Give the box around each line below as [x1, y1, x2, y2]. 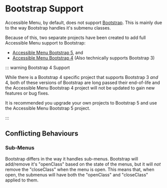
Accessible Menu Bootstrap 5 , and [12, 49, 83, 55]
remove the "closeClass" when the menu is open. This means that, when [5, 166, 155, 172]
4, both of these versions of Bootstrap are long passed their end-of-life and [5, 79, 161, 85]
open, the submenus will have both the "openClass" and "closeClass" [5, 171, 149, 177]
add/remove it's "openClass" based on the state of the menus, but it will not [5, 161, 161, 167]
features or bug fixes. [5, 90, 49, 96]
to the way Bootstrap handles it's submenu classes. [5, 24, 111, 30]
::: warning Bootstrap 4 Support [5, 64, 70, 70]
